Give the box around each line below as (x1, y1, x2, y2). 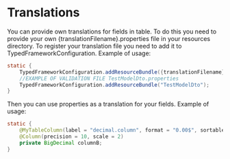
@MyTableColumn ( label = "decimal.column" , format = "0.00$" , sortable (19, 127, 225, 134)
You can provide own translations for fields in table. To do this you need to (7, 27, 217, 35)
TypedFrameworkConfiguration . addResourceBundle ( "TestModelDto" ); (19, 81, 210, 88)
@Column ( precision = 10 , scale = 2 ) (19, 133, 125, 141)
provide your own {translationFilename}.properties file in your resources (7, 34, 211, 42)
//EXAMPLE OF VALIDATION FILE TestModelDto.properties (19, 75, 179, 82)
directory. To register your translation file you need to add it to (7, 42, 182, 50)
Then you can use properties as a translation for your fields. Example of (7, 100, 209, 109)
